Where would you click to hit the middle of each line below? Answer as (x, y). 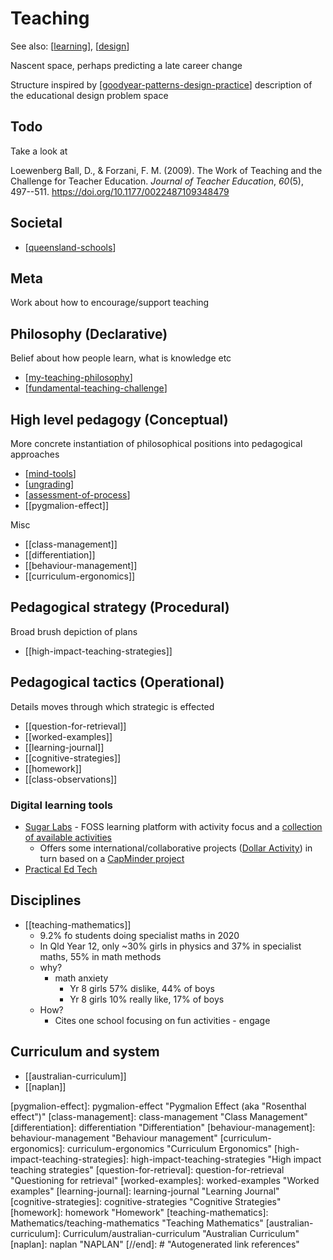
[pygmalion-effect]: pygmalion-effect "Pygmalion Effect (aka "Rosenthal (158, 1106)
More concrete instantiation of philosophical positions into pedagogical (156, 443)
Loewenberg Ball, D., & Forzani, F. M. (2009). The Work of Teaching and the (166, 170)
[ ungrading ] (49, 484)
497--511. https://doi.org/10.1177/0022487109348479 (120, 191)
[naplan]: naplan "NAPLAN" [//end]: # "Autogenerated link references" (155, 1244)
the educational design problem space (89, 95)
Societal (36, 223)
